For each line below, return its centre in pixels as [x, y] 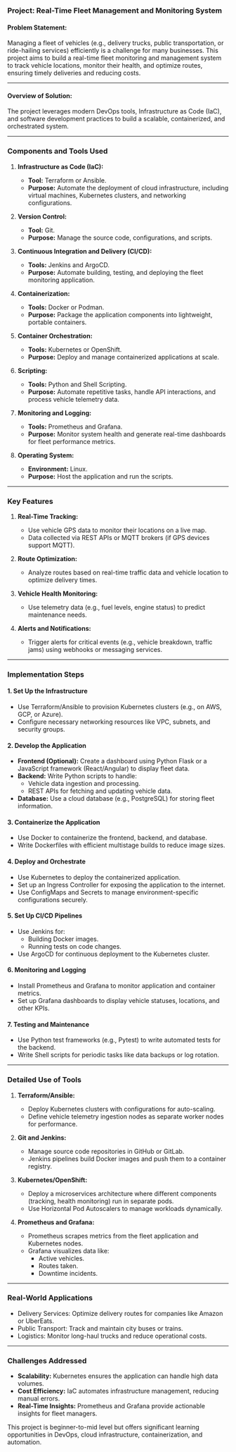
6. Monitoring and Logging [47, 970]
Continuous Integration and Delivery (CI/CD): [85, 251]
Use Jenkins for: [41, 931]
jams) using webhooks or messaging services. [95, 649]
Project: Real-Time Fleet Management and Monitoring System [115, 11]
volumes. [31, 1384]
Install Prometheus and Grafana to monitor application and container [116, 986]
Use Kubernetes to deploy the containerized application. [99, 877]
